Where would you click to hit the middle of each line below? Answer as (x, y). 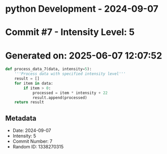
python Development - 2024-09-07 (82, 9)
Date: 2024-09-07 (32, 131)
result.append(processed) (60, 97)
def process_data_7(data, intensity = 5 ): (49, 69)
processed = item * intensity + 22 (70, 93)
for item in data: (34, 83)
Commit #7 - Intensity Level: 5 (70, 32)
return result (29, 102)
